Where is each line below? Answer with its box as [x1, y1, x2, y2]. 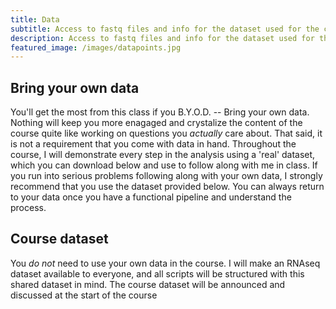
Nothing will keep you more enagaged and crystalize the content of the [10, 117, 303, 129]
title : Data [10, 14, 60, 25]
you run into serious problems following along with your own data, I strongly [10, 170, 323, 182]
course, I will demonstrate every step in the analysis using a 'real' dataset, [10, 149, 316, 161]
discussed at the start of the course [10, 289, 158, 301]
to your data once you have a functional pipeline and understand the [10, 191, 292, 203]
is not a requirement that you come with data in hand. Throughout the [10, 138, 297, 150]
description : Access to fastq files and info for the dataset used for [10, 33, 315, 43]
